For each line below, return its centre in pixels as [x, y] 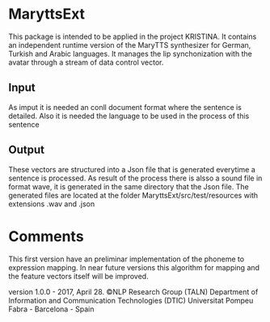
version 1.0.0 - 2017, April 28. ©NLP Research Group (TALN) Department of [133, 291]
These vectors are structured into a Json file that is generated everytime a [132, 169]
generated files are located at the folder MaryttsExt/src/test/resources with [133, 195]
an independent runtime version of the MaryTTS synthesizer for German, [130, 44]
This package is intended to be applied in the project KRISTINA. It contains [133, 36]
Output [26, 150]
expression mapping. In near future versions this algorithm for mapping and [134, 267]
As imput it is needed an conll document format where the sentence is [125, 107]
